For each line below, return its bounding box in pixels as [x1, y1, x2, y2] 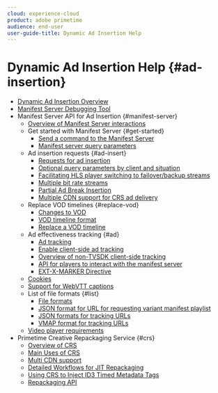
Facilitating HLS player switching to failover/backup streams [38, 171, 210, 179]
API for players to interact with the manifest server [38, 260, 183, 268]
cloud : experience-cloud [7, 10, 79, 17]
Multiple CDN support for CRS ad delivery [38, 193, 158, 202]
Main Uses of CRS [27, 348, 80, 357]
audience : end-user [7, 23, 64, 30]
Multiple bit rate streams [38, 179, 108, 187]
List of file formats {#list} [27, 289, 100, 298]
